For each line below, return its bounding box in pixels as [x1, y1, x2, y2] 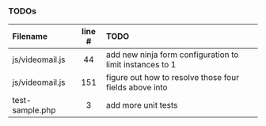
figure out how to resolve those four [105, 72, 240, 83]
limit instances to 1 [105, 59, 177, 71]
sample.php [12, 105, 56, 116]
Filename [12, 31, 47, 42]
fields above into [105, 82, 168, 93]
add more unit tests [105, 100, 178, 111]
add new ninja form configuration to [105, 49, 239, 60]
